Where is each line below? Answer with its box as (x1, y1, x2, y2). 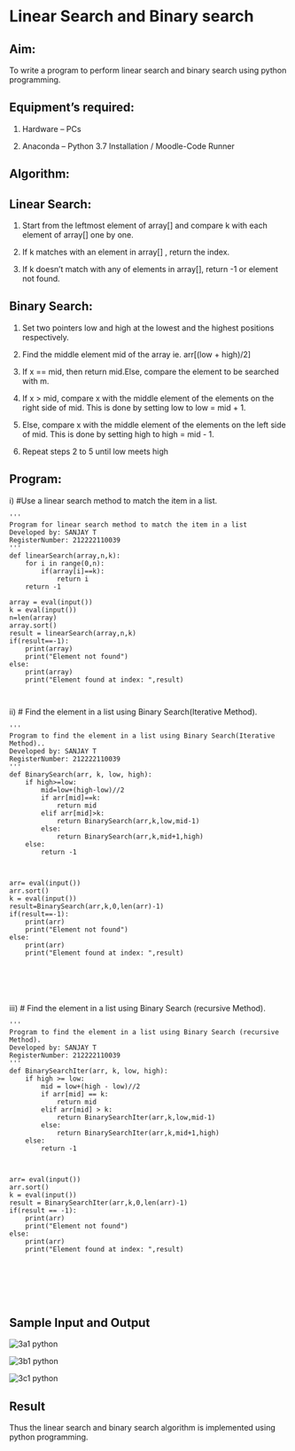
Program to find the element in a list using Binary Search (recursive (9, 1027, 279, 1036)
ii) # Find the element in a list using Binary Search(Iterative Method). (9, 706, 258, 717)
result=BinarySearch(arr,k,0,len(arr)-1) (9, 901, 165, 910)
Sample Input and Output (9, 1315, 151, 1330)
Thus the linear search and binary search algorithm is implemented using (9, 1423, 276, 1433)
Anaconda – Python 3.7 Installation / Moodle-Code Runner (21, 140, 235, 152)
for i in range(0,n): (25, 558, 105, 568)
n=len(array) (9, 613, 58, 622)
